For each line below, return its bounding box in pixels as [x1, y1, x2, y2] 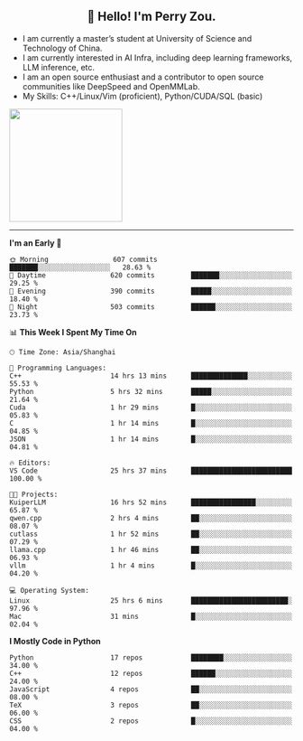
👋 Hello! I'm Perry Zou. [87, 9, 216, 24]
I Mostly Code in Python [9, 635, 101, 646]
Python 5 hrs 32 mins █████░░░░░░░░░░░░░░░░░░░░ [9, 387, 293, 396]
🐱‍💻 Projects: [9, 490, 59, 499]
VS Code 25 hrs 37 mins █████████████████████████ [9, 466, 293, 475]
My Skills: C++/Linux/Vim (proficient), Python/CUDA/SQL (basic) [22, 90, 263, 101]
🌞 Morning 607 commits [9, 255, 158, 264]
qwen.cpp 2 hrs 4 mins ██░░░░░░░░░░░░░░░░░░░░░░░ [9, 513, 293, 522]
